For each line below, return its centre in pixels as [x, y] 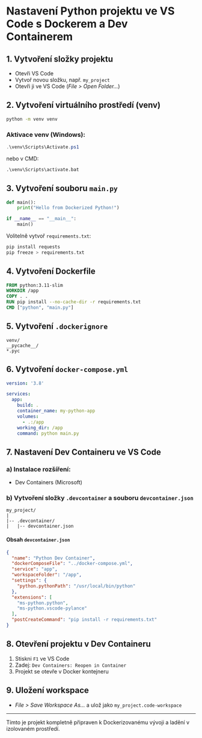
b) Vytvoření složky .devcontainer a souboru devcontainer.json [100, 498]
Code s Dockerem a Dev [67, 24]
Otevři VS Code [34, 73]
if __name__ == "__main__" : [41, 219]
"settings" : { [29, 581]
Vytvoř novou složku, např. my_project [62, 80]
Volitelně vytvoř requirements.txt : [49, 236]
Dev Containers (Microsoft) [49, 482]
